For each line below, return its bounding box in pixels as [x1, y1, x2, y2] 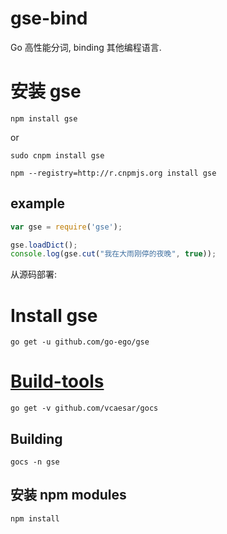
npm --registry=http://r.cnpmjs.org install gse [10, 168, 217, 178]
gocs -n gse [10, 457, 60, 467]
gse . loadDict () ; [10, 240, 78, 250]
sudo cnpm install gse [10, 150, 105, 161]
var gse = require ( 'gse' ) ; [10, 222, 123, 232]
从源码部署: [10, 268, 58, 281]
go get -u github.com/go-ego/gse [10, 337, 150, 347]
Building [10, 430, 63, 447]
